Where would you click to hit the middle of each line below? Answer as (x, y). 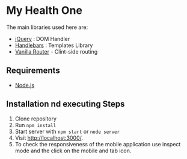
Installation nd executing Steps (66, 104)
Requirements (33, 71)
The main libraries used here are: (47, 27)
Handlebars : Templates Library (54, 45)
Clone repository (36, 119)
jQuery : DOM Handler (42, 39)
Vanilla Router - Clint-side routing (56, 51)
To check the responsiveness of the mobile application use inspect (98, 144)
